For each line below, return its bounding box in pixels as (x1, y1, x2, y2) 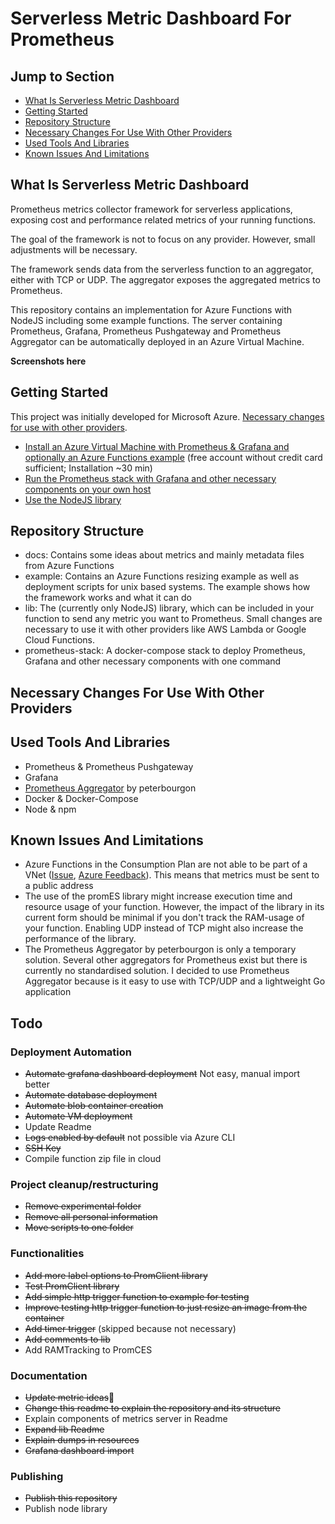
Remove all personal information (24, 1211, 158, 1223)
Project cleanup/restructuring (10, 1178, 159, 1192)
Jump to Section (10, 68, 115, 85)
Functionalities (10, 1247, 85, 1261)
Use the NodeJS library (24, 493, 122, 506)
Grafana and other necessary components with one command (24, 655, 282, 667)
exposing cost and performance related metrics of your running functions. (10, 213, 317, 226)
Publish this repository (24, 1492, 118, 1504)
